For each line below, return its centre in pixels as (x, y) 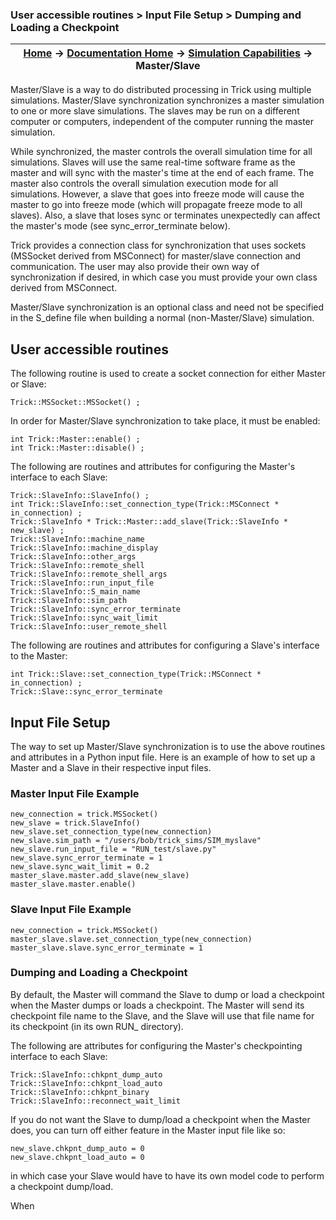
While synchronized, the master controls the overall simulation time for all (161, 152)
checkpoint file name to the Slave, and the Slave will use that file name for (162, 1015)
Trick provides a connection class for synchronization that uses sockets (158, 245)
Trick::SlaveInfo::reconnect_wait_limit (96, 1101)
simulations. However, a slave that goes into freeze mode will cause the (157, 194)
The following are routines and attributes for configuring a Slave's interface (165, 645)
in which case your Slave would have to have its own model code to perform (167, 1175)
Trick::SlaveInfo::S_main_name (75, 592)
